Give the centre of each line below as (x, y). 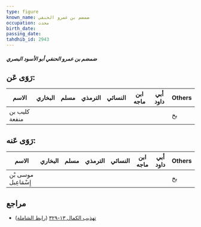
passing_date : (24, 34)
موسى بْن (22, 175)
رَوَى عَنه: (21, 140)
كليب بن (19, 112)
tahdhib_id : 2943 (28, 39)
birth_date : (21, 28)
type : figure (22, 12)
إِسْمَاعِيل (20, 182)
